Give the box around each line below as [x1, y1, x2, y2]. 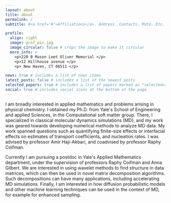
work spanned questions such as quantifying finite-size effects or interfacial [5, 128, 165, 134]
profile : [5, 31, 24, 36]
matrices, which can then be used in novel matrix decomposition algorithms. [5, 170, 165, 176]
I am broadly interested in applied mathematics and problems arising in [5, 101, 154, 107]
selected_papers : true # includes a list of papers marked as [5, 82, 140, 88]
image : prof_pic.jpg [10, 40, 53, 46]
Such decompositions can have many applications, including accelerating [5, 176, 159, 182]
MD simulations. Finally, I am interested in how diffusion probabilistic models [5, 181, 165, 187]
